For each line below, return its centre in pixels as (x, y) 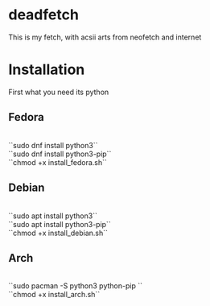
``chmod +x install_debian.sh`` (58, 233)
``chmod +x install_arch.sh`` (54, 295)
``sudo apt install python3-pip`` (60, 224)
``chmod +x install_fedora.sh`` (58, 162)
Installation (47, 70)
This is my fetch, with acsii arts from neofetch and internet (105, 37)
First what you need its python (59, 92)
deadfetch (43, 15)
